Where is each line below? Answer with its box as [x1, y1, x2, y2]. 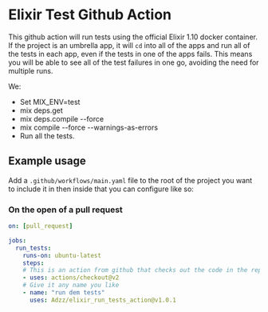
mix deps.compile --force [19, 114, 104, 123]
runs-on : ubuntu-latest [22, 251, 102, 259]
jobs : [8, 236, 26, 245]
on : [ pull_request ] [8, 222, 73, 230]
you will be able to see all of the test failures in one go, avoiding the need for [8, 58, 259, 67]
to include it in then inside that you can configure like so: [8, 184, 194, 194]
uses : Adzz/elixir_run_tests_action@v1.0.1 [29, 296, 177, 304]
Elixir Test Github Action [8, 6, 172, 24]
